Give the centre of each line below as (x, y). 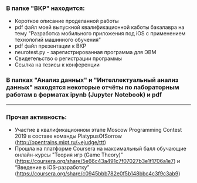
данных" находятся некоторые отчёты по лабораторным (93, 88)
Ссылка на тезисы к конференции (57, 65)
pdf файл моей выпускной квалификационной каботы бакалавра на (99, 27)
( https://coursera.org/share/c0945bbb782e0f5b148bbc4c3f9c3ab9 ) (97, 173)
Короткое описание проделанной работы (67, 21)
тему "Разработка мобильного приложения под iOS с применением (100, 34)
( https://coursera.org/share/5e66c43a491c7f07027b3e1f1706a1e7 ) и (97, 161)
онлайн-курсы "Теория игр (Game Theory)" (69, 155)
